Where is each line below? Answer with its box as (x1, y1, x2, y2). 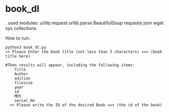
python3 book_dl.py (5, 45, 47, 50)
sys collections (5, 25, 37, 31)
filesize (14, 80, 33, 85)
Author (14, 71, 28, 77)
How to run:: (5, 35, 31, 41)
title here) (5, 54, 30, 59)
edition (14, 76, 30, 81)
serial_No (14, 98, 36, 103)
